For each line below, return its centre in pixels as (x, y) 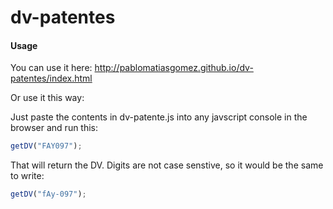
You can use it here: (51, 68)
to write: (27, 176)
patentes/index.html (51, 78)
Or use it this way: (47, 98)
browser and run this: (54, 128)
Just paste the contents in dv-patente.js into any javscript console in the (159, 117)
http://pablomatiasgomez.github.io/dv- (174, 68)
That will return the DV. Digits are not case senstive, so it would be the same (167, 165)
